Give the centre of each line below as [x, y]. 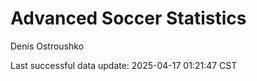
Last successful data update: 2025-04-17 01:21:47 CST [124, 65]
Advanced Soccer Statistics [128, 18]
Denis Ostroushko [47, 46]
